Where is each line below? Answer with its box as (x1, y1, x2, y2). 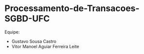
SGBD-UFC (4, 13, 50, 24)
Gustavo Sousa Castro (11, 38, 57, 44)
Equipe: (4, 29, 20, 35)
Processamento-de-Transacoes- (4, 3, 140, 14)
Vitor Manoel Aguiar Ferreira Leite (11, 43, 80, 49)
